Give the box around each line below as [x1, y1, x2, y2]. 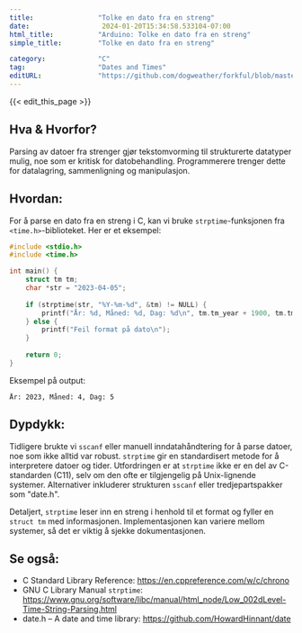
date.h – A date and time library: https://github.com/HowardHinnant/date [22, 613, 291, 624]
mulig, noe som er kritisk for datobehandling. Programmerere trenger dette [9, 155, 286, 167]
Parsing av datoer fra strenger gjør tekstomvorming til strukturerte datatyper [9, 146, 292, 157]
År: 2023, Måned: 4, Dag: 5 [9, 393, 115, 402]
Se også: [9, 551, 60, 566]
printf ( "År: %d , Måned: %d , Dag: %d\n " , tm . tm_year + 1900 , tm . [41, 308, 288, 318]
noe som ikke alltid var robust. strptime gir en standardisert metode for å [9, 450, 280, 461]
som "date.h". [9, 488, 60, 500]
